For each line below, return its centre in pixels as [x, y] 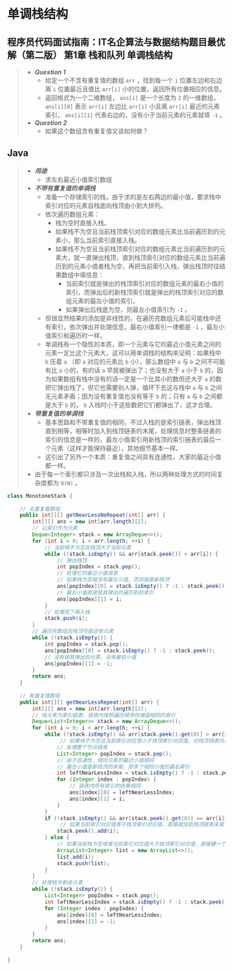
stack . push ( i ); [66, 618]
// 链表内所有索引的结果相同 [105, 786]
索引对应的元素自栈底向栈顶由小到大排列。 [106, 205]
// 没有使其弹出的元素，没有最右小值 [90, 657]
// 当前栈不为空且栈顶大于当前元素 [88, 547]
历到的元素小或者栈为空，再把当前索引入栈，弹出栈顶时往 [137, 266]
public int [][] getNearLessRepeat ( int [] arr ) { [89, 702]
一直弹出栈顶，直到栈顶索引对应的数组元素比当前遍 [153, 257]
